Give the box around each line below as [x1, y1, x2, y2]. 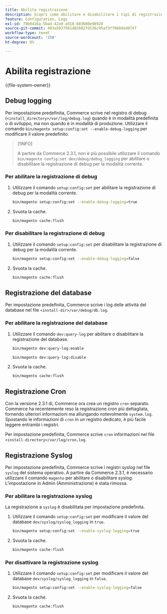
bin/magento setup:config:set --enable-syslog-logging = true [12, 529, 140, 534]
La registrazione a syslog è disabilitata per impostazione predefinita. [5, 504, 145, 510]
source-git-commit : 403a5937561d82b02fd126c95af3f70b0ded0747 [5, 26, 137, 31]
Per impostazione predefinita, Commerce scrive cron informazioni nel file [5, 432, 155, 438]
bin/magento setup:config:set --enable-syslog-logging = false [12, 585, 142, 591]
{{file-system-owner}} [5, 82, 51, 88]
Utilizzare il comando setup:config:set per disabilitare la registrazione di [12, 241, 162, 247]
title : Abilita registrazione [5, 7, 68, 12]
